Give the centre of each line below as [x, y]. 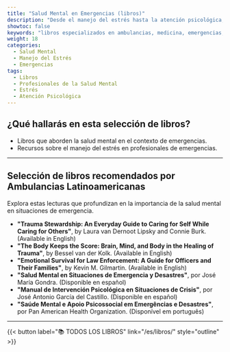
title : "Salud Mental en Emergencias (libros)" [76, 13]
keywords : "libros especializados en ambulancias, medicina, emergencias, [116, 33]
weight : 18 [23, 39]
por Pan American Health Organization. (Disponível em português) [110, 311]
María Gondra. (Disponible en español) [72, 282]
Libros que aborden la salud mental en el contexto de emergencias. [112, 141]
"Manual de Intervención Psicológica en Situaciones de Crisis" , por [115, 290]
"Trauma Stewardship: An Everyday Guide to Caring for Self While [113, 224]
